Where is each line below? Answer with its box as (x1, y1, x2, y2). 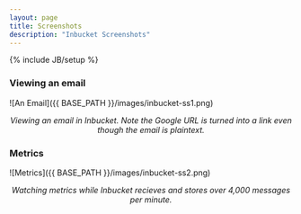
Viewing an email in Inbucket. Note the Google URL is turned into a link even (10, 114, 292, 126)
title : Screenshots (9, 22, 83, 31)
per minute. (129, 194, 173, 205)
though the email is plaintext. (97, 124, 205, 135)
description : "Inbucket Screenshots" (9, 30, 151, 39)
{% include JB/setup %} (9, 55, 99, 66)
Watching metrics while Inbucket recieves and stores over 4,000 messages (12, 184, 290, 195)
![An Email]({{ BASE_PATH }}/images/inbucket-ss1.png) (9, 97, 214, 108)
